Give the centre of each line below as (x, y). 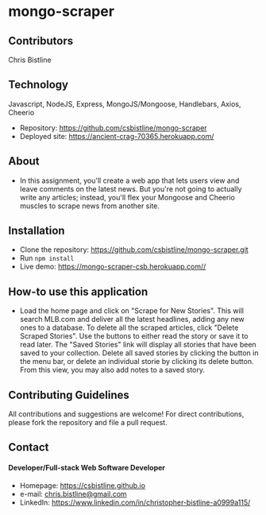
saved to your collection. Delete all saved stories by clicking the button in (139, 353)
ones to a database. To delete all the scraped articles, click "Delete (129, 327)
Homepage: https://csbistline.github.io (82, 485)
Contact (29, 447)
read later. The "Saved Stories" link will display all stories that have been (138, 345)
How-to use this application (78, 291)
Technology (39, 85)
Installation (37, 231)
